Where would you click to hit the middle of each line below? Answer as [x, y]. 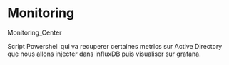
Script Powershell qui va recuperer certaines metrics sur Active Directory [115, 46]
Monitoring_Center [35, 32]
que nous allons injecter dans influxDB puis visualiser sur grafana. [104, 54]
